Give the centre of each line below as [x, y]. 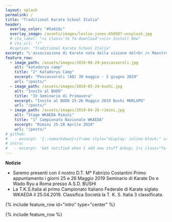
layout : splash [21, 10]
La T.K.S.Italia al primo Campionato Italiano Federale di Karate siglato [85, 189]
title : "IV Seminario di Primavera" [54, 96]
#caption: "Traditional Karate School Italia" [60, 48]
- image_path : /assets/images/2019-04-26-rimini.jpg [67, 110]
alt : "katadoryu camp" [39, 67]
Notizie [13, 163]
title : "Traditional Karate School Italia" [52, 19]
